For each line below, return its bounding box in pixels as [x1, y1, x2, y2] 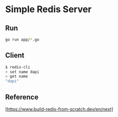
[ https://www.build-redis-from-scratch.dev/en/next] [5, 106, 113, 112]
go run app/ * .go [5, 37, 39, 42]
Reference [5, 93, 39, 101]
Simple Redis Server [5, 4, 92, 15]
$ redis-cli [5, 64, 30, 69]
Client [5, 51, 25, 60]
